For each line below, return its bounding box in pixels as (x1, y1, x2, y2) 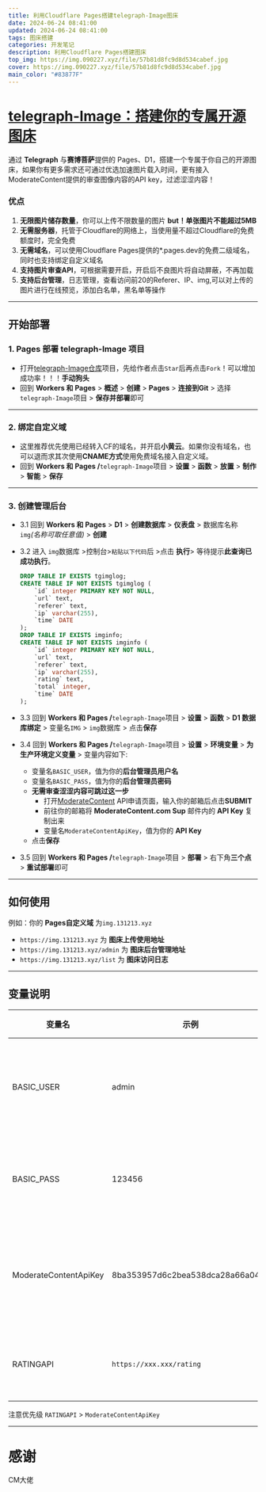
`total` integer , (34, 683, 91, 691)
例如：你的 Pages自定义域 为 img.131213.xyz (8, 918, 153, 927)
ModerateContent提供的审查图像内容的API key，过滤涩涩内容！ (8, 174, 215, 184)
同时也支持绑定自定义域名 (19, 255, 104, 265)
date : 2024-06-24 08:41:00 (8, 19, 97, 27)
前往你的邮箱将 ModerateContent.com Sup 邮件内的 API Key (43, 806, 244, 815)
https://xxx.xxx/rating (112, 1360, 202, 1368)
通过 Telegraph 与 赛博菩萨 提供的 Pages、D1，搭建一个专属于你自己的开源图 (8, 155, 257, 164)
